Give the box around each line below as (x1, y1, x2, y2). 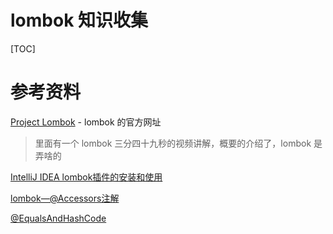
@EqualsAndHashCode (10, 212, 107, 224)
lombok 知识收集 (10, 9, 149, 32)
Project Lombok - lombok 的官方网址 (10, 116, 162, 128)
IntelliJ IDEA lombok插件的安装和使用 (10, 171, 163, 183)
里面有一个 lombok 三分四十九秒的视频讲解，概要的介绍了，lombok (34, 137, 312, 149)
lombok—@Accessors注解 (10, 192, 120, 204)
